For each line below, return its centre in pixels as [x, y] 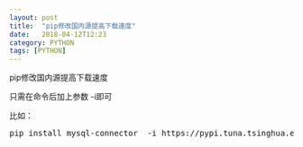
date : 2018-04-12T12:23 [58, 34]
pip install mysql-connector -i [83, 134]
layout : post [34, 17]
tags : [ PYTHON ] [38, 51]
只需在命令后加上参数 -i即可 [61, 97]
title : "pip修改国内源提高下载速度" [73, 26]
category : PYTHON [42, 43]
